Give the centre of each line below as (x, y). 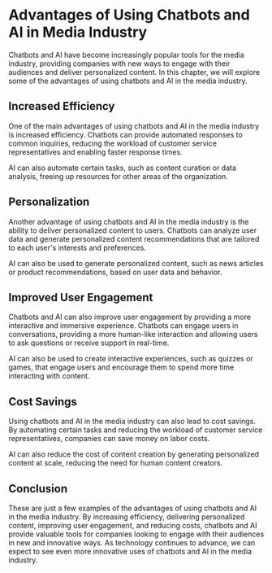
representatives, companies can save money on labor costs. (109, 439)
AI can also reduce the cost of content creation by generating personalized (134, 454)
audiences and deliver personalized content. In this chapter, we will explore (134, 72)
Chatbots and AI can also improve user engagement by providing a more (130, 317)
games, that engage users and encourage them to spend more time (121, 367)
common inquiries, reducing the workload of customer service (113, 143)
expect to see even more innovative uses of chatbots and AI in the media (130, 551)
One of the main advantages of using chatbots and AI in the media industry (134, 126)
